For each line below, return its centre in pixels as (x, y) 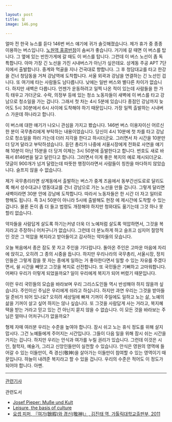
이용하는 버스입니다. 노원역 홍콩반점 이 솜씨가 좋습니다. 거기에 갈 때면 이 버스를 (83, 50)
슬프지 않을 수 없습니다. (39, 170)
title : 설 (15, 19)
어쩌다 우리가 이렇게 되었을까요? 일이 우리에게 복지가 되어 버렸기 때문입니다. (81, 273)
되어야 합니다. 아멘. (24, 366)
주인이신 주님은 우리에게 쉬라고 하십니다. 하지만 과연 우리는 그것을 (86, 291)
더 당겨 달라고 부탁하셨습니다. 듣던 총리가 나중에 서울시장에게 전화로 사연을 (80, 145)
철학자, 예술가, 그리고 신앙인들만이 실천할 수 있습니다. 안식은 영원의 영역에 (86, 346)
